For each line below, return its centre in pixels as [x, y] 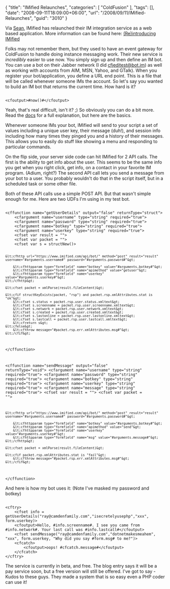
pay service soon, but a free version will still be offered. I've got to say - [81, 571]
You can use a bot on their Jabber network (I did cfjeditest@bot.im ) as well [84, 65]
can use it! [16, 582]
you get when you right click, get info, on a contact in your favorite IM [78, 167]
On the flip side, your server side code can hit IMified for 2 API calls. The [81, 157]
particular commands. [28, 147]
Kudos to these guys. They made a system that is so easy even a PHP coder [85, 577]
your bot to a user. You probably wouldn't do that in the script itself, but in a [84, 178]
